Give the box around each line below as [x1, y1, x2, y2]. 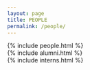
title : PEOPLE [7, 16, 48, 23]
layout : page [7, 10, 45, 17]
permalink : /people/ [7, 23, 67, 30]
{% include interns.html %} [7, 56, 84, 65]
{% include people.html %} [7, 42, 84, 50]
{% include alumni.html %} [7, 49, 83, 57]
